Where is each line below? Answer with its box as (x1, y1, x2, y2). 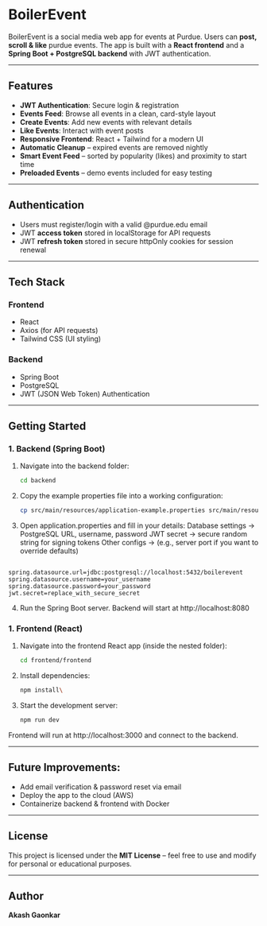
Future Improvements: (8, 761, 121, 774)
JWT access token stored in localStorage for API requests (19, 228, 211, 238)
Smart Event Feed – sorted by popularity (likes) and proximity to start (19, 151, 247, 161)
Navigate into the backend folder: (19, 461, 130, 471)
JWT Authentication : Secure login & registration (19, 100, 180, 110)
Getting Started (8, 419, 87, 432)
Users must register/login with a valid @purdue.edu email (19, 219, 208, 229)
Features (8, 79, 53, 93)
